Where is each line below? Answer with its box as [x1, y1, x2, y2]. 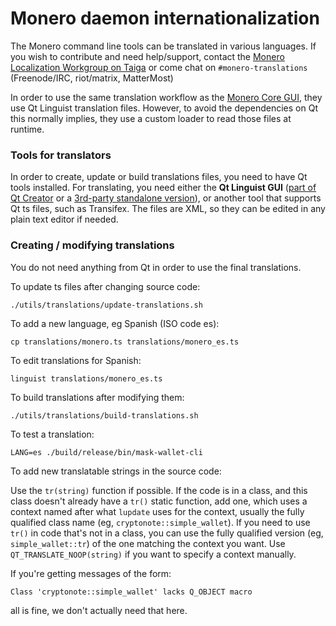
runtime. [10, 123, 45, 135]
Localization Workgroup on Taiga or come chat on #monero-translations [10, 61, 308, 73]
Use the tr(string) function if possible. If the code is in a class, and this [10, 484, 308, 496]
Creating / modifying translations [10, 238, 175, 252]
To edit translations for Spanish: [10, 354, 142, 366]
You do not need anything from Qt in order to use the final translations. [10, 261, 302, 273]
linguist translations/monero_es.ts [10, 373, 163, 384]
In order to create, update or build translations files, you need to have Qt [10, 171, 308, 183]
